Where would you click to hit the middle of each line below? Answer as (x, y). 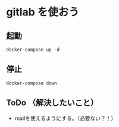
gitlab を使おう (43, 12)
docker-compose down (32, 83)
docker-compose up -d (33, 50)
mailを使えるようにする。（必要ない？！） (65, 118)
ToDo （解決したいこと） (52, 103)
